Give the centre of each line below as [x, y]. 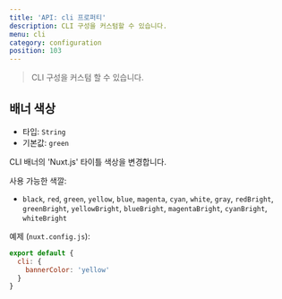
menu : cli [28, 34]
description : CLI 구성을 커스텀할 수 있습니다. [88, 26]
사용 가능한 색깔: [38, 181]
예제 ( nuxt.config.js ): [50, 236]
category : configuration [56, 43]
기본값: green [46, 142]
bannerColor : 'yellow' [68, 269]
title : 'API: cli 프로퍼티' [58, 17]
